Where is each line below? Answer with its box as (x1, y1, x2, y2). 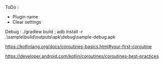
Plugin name (12, 14, 38, 19)
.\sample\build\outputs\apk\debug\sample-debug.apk (5, 34, 116, 40)
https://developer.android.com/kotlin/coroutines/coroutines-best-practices (5, 53, 159, 59)
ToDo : (5, 4, 19, 10)
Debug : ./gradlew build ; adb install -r (5, 29, 83, 34)
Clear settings (12, 19, 41, 25)
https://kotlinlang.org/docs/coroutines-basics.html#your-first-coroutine (5, 44, 152, 49)
